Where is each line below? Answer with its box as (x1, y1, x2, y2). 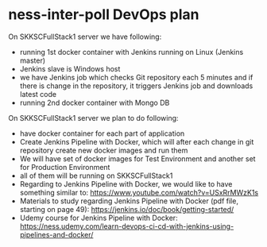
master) (19, 56, 46, 65)
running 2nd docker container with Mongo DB (19, 98, 170, 107)
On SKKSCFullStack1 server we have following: (8, 32, 162, 41)
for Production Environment (19, 162, 110, 172)
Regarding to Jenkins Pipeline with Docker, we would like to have (19, 179, 233, 188)
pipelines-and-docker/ (19, 230, 94, 239)
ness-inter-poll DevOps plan (8, 6, 200, 24)
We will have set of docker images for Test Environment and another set (19, 153, 256, 164)
